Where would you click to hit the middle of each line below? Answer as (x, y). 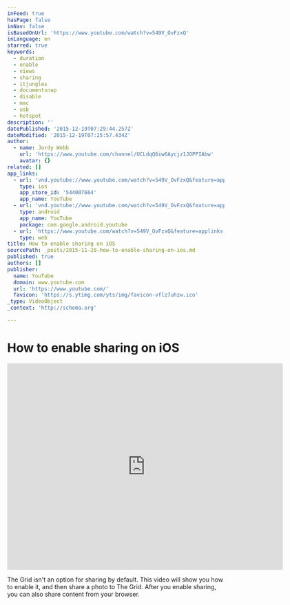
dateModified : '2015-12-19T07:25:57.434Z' (69, 135)
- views (24, 71)
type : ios (34, 187)
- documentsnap (35, 90)
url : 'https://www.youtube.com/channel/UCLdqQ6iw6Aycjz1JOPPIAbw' (117, 155)
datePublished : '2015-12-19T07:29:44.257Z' (71, 129)
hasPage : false (29, 20)
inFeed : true (26, 13)
